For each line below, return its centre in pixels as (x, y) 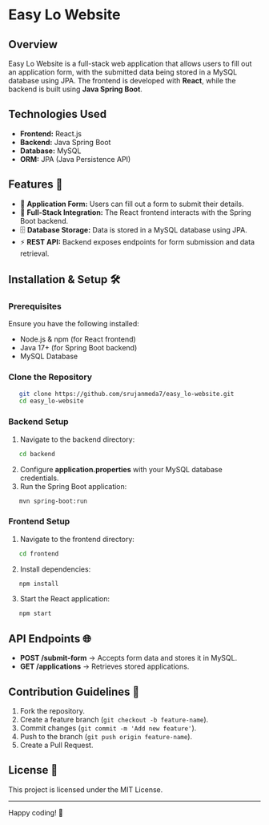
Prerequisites (35, 306)
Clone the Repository (50, 377)
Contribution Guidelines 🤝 (74, 692)
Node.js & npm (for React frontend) (78, 339)
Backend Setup (39, 422)
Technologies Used (57, 114)
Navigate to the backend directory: (77, 439)
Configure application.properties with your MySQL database (121, 469)
